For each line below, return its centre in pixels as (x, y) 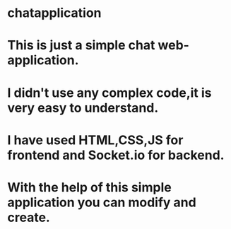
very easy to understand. (83, 108)
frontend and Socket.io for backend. (116, 155)
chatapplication (54, 13)
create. (29, 217)
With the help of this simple (89, 187)
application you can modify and (102, 202)
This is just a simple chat (81, 46)
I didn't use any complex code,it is (109, 93)
